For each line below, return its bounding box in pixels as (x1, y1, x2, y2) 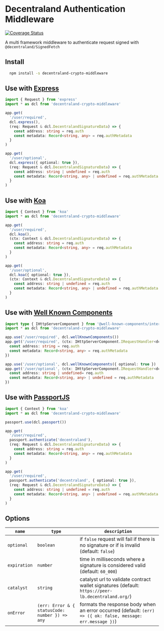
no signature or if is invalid (80, 542, 140, 549)
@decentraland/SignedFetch (5, 44, 60, 49)
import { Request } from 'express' (5, 97, 78, 102)
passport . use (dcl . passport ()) (5, 420, 67, 425)
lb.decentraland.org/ (80, 594, 130, 600)
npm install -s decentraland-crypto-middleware (9, 71, 108, 76)
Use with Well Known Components (5, 308, 113, 317)
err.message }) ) (80, 618, 117, 625)
